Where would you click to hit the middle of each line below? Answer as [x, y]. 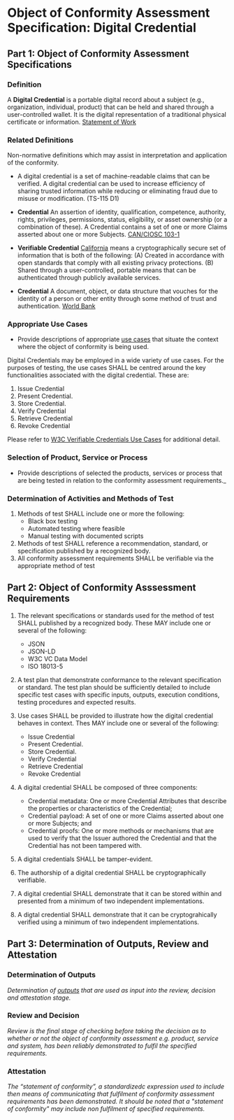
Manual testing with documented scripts [86, 536]
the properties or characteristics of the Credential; [100, 808]
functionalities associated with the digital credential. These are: [98, 375]
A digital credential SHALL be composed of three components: [107, 787]
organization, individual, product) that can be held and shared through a [111, 107]
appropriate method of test [56, 566]
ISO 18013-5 [45, 666]
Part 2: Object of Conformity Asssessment [102, 588]
